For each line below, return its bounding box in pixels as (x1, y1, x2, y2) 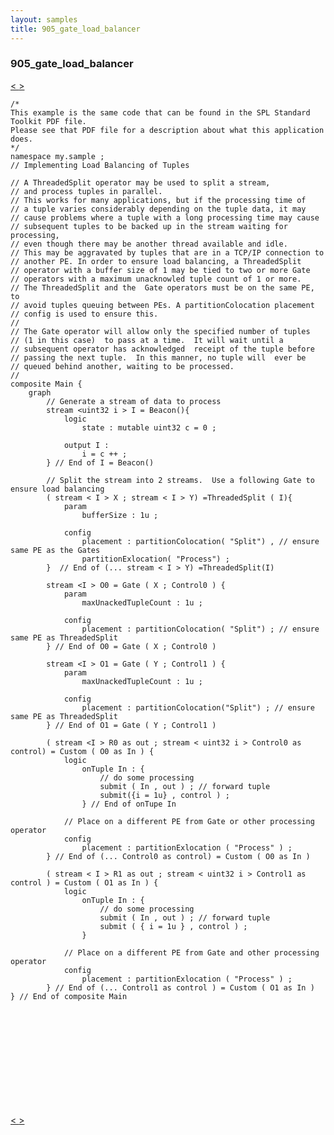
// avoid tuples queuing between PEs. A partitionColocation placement (10, 300, 315, 310)
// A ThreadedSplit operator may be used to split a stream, (10, 177, 271, 188)
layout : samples (10, 14, 78, 25)
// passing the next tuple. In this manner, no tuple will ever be (10, 352, 307, 363)
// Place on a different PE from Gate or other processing (63, 816, 315, 826)
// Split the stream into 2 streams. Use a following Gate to (46, 475, 315, 485)
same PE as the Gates (10, 545, 101, 555)
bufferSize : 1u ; (81, 510, 159, 520)
